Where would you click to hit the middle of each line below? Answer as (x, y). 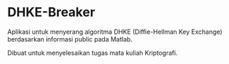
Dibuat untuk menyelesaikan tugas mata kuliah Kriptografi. (93, 53)
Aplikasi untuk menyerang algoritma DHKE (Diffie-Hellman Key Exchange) (115, 32)
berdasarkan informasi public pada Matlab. (70, 39)
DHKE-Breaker (51, 12)
